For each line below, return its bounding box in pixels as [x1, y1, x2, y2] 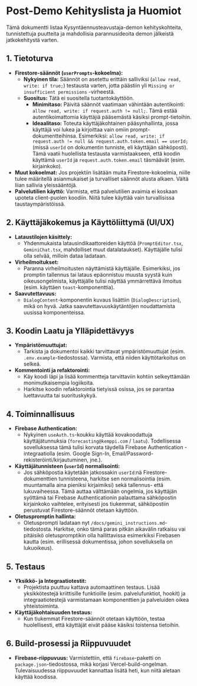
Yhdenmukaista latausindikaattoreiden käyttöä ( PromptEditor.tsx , [23, 239, 183, 246]
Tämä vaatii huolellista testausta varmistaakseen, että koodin [32, 150, 180, 157]
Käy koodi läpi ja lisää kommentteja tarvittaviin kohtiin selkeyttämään [23, 373, 191, 380]
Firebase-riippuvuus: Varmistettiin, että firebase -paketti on [14, 654, 161, 661]
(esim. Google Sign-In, [56, 450, 111, 457]
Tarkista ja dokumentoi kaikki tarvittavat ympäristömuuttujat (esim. [23, 348, 185, 355]
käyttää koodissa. [14, 673, 58, 680]
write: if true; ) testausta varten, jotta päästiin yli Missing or [23, 82, 175, 89]
